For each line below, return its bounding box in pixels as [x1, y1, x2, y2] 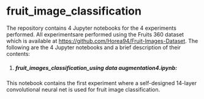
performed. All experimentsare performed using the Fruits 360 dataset [6, 30, 184, 38]
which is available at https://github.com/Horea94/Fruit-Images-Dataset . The [6, 37, 198, 44]
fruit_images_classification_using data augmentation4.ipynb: [15, 64, 178, 71]
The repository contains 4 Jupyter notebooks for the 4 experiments [6, 24, 176, 32]
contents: [6, 50, 31, 57]
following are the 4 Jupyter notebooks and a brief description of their [6, 44, 181, 51]
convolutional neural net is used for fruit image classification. [6, 86, 161, 93]
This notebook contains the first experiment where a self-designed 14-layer [6, 79, 197, 86]
